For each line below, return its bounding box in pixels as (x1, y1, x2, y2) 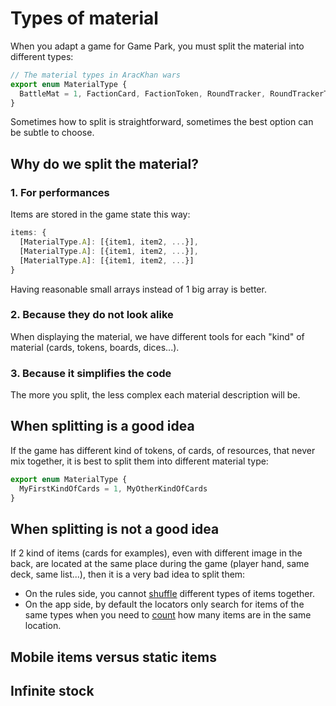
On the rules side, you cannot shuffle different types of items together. (24, 588, 315, 600)
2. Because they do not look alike (10, 308, 174, 322)
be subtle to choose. (10, 127, 95, 139)
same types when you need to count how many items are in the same (24, 609, 312, 621)
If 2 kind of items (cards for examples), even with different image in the (10, 547, 303, 559)
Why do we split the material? (10, 155, 199, 172)
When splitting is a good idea (10, 418, 195, 435)
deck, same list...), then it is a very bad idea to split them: (10, 568, 246, 581)
